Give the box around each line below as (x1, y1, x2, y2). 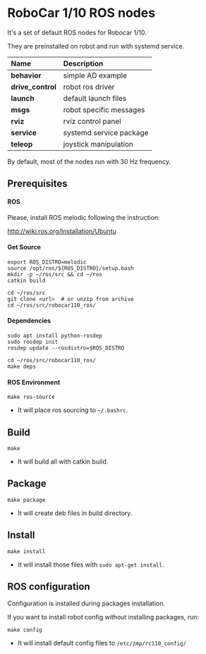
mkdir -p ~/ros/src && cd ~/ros (7, 271, 102, 278)
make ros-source (7, 393, 55, 401)
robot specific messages (63, 104, 145, 114)
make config (7, 627, 42, 634)
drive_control (11, 82, 56, 92)
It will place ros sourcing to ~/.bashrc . (17, 406, 128, 414)
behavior (11, 70, 42, 80)
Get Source (7, 243, 41, 252)
